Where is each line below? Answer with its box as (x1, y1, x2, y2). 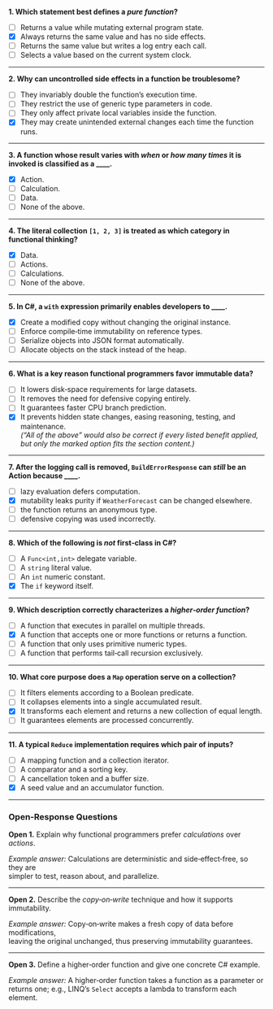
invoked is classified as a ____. (8, 159, 112, 168)
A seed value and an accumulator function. (19, 782, 165, 792)
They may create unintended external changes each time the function (19, 117, 254, 127)
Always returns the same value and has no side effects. (19, 32, 206, 41)
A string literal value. (19, 563, 92, 572)
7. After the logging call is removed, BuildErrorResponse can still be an (8, 462, 246, 472)
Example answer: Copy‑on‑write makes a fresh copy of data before (8, 919, 234, 929)
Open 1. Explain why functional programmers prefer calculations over (8, 829, 241, 840)
